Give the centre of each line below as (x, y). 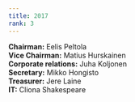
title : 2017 (28, 16)
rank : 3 (21, 23)
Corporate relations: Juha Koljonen (68, 64)
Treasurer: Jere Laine (45, 81)
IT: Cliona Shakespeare (47, 89)
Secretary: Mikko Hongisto (54, 72)
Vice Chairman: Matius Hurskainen (67, 55)
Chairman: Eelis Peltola (48, 46)
